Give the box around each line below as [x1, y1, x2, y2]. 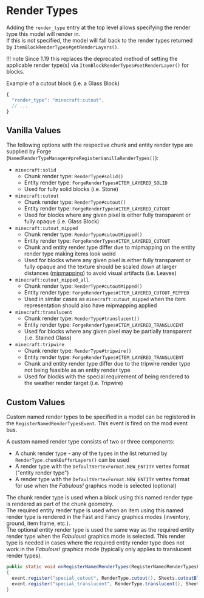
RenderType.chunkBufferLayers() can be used [15, 456, 129, 464]
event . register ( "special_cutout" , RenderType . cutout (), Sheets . [12, 575, 178, 581]
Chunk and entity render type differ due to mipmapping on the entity [24, 244, 195, 251]
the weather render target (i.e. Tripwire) [24, 380, 123, 387]
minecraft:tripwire [15, 342, 65, 348]
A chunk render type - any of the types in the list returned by [15, 450, 168, 457]
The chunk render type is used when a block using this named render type [6, 494, 193, 501]
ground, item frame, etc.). [6, 520, 70, 527]
